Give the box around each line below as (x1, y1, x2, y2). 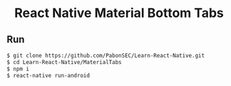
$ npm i (6, 65, 30, 72)
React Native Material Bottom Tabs (14, 5, 224, 21)
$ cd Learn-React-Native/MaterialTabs (6, 58, 122, 65)
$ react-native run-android (6, 72, 91, 79)
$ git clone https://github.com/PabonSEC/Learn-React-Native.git (6, 52, 205, 59)
